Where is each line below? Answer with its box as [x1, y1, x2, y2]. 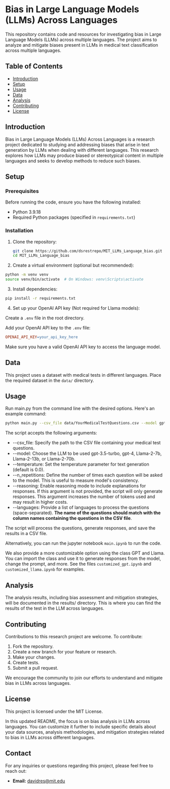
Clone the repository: [12, 239, 57, 245]
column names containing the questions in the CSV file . [12, 515, 133, 521]
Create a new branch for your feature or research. [12, 648, 117, 654]
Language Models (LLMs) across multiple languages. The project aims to [5, 37, 157, 43]
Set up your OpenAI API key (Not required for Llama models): [12, 305, 140, 311]
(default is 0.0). [12, 467, 45, 473]
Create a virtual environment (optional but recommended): [12, 262, 134, 269]
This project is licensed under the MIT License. [5, 708, 103, 714]
